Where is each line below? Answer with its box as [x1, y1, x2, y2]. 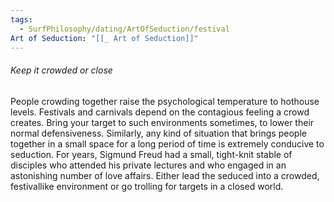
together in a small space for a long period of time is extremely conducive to [10, 137, 325, 150]
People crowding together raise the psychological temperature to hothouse [10, 95, 320, 107]
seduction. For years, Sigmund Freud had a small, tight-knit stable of [10, 148, 293, 160]
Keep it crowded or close [10, 64, 113, 76]
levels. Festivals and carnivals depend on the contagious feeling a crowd [10, 106, 310, 118]
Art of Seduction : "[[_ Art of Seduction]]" [10, 33, 199, 43]
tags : [10, 14, 33, 25]
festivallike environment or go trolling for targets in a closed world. [10, 180, 284, 192]
